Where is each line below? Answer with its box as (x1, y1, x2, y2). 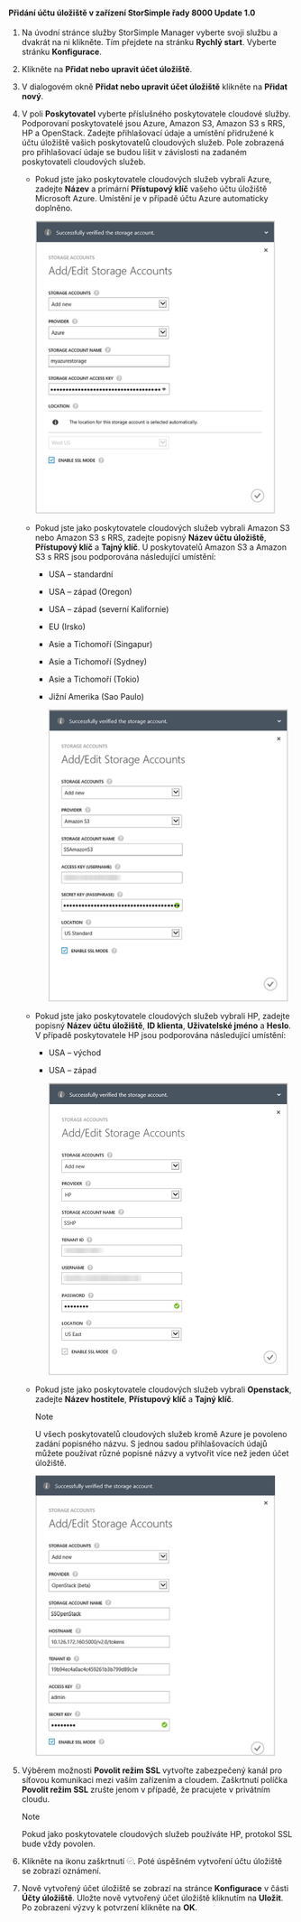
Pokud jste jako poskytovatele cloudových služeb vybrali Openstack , (34, 1384, 292, 1395)
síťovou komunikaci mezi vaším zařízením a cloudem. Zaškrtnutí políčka (21, 1775, 288, 1786)
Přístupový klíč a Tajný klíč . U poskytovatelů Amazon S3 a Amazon (34, 542, 287, 552)
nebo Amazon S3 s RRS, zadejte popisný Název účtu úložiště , (34, 533, 267, 543)
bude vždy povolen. (21, 1838, 96, 1850)
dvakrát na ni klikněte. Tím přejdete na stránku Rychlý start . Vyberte (21, 37, 277, 48)
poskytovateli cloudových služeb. (21, 156, 146, 167)
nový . (21, 91, 44, 102)
